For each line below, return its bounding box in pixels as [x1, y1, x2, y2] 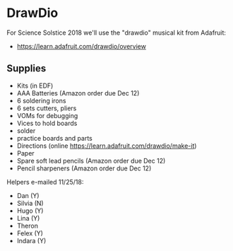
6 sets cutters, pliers [16, 104, 77, 112]
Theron [16, 221, 38, 230]
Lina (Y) [16, 214, 40, 222]
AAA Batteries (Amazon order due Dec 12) [16, 88, 140, 97]
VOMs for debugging [16, 111, 78, 119]
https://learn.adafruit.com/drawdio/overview [16, 42, 146, 50]
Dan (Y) [16, 191, 40, 199]
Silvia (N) [16, 199, 44, 207]
